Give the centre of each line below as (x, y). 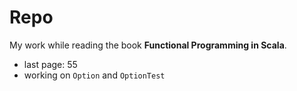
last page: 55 (50, 64)
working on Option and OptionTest (94, 75)
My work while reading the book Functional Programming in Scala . (148, 45)
